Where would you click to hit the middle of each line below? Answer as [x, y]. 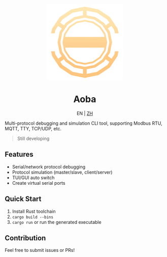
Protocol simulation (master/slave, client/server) [62, 172]
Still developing [33, 138]
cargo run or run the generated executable [57, 222]
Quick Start [23, 199]
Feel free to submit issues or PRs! [40, 250]
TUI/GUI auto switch [33, 178]
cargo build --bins [33, 217]
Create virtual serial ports [39, 183]
